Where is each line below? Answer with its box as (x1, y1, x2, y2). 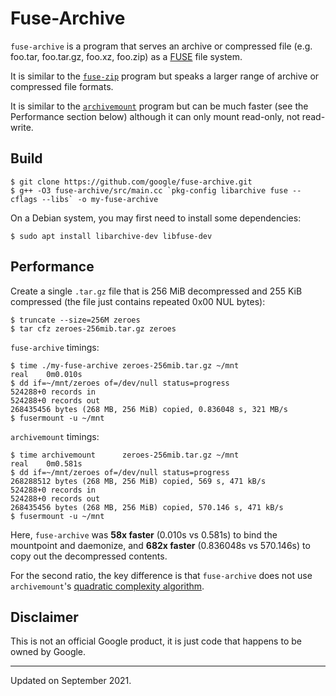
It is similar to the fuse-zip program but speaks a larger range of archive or (10, 70, 320, 82)
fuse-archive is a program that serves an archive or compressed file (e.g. (10, 40, 313, 52)
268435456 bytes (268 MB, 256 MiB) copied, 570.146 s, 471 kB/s (10, 502, 284, 512)
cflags (10, 194, 38, 204)
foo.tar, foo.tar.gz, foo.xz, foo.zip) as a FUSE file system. (10, 50, 243, 62)
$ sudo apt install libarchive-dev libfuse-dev (10, 231, 213, 241)
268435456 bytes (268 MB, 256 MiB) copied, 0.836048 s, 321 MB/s (10, 404, 288, 414)
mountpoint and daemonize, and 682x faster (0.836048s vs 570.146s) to (10, 539, 311, 551)
